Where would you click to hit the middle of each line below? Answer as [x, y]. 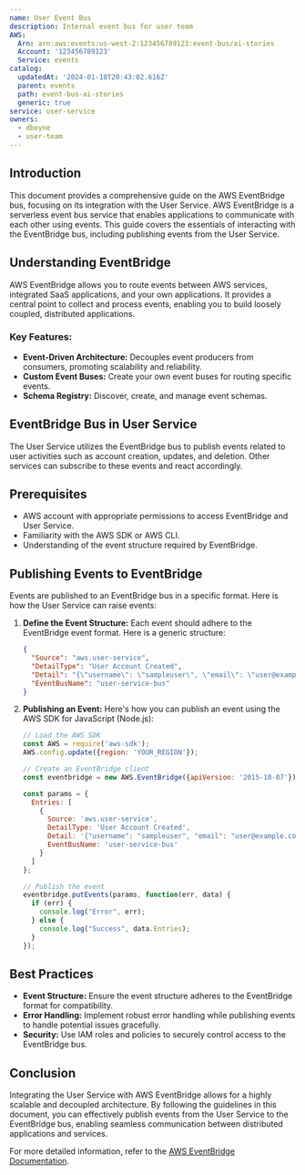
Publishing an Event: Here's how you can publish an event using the [151, 709]
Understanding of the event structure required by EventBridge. [140, 545]
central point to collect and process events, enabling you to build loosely [146, 304]
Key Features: [41, 337]
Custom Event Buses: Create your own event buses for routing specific [157, 376]
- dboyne [34, 128]
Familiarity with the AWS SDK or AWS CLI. [101, 536]
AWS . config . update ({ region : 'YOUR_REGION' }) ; [110, 752]
